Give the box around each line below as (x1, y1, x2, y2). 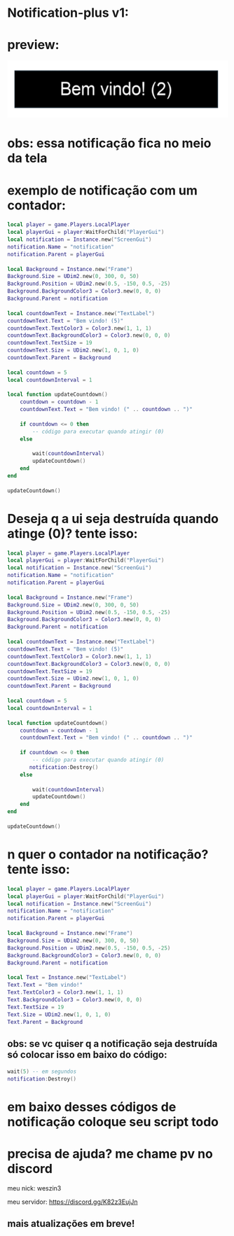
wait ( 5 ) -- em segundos (7, 1068, 77, 1076)
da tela (7, 151, 48, 166)
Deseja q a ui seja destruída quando (7, 511, 219, 527)
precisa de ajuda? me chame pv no (7, 1146, 214, 1162)
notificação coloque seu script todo (7, 1114, 219, 1130)
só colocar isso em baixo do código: (7, 1048, 167, 1060)
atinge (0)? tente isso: (7, 525, 138, 541)
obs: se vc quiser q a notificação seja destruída (7, 1038, 218, 1050)
